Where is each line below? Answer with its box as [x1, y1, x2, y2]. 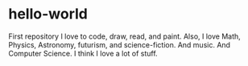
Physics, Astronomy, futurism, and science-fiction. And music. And [8, 39, 231, 49]
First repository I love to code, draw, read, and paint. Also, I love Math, [8, 31, 242, 41]
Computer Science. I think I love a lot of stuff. [8, 48, 159, 58]
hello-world [8, 5, 89, 23]
